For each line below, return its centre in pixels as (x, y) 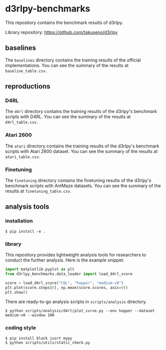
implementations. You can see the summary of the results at (67, 65)
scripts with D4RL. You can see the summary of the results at (68, 117)
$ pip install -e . (25, 231)
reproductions (28, 86)
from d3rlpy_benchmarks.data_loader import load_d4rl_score (69, 274)
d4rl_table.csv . (22, 122)
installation (19, 221)
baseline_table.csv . (26, 70)
